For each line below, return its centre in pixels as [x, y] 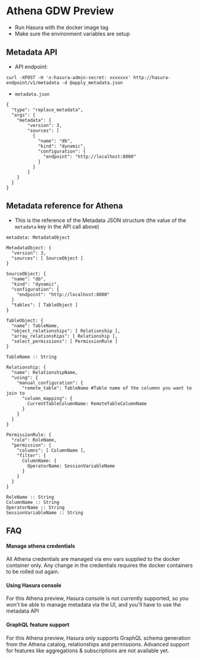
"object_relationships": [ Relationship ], [66, 331]
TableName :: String [32, 357]
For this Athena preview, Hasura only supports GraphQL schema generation [98, 638]
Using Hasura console [34, 585]
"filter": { [31, 455]
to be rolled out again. [33, 572]
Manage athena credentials [41, 546]
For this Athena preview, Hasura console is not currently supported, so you [97, 598]
